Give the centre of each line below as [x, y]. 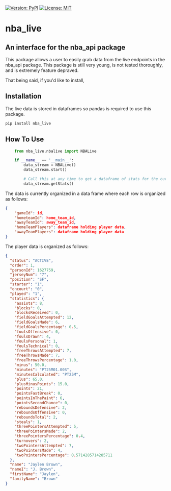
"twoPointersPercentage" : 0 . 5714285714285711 [64, 455]
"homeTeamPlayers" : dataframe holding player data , [70, 227]
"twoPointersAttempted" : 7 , [44, 446]
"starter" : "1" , [27, 284]
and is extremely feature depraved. [42, 70]
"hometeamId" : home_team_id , [45, 218]
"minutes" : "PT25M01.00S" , [43, 370]
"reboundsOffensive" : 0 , [41, 412]
